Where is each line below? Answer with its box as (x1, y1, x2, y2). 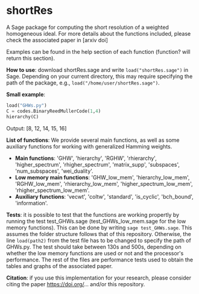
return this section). (6, 54, 55, 62)
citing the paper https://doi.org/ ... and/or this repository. (6, 280, 145, 287)
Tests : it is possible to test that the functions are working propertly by (6, 211, 180, 218)
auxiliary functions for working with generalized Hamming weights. (6, 142, 172, 150)
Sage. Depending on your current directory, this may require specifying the (6, 72, 193, 80)
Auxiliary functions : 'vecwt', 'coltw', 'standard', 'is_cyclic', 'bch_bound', (14, 193, 194, 200)
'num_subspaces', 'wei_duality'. (14, 167, 93, 174)
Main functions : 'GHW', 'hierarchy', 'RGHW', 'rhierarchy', (14, 155, 157, 162)
